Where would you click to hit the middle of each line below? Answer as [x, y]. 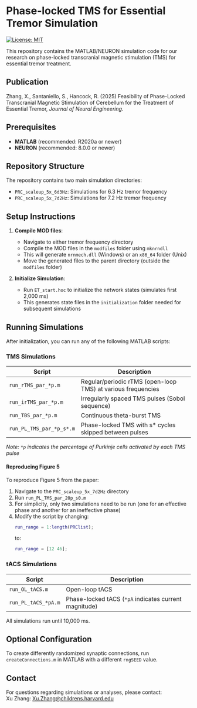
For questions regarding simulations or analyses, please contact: [84, 692]
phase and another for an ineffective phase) [68, 510]
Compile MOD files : [39, 231]
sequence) [96, 406]
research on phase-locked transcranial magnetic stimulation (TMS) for [91, 57]
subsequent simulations [52, 309]
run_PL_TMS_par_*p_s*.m [42, 429]
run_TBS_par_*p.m [33, 416]
